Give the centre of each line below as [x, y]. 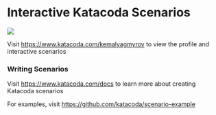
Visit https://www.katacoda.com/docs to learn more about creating [101, 84]
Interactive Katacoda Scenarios [99, 13]
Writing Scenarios [38, 69]
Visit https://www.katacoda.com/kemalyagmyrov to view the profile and [108, 44]
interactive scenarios [37, 51]
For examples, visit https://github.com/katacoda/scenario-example [101, 104]
